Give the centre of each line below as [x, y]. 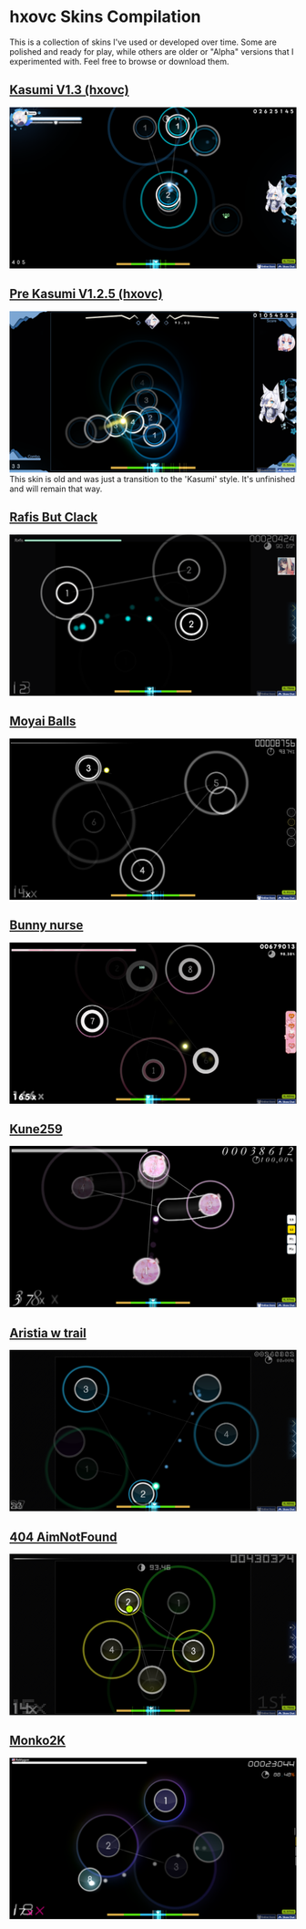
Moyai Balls [43, 722]
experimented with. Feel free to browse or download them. [119, 61]
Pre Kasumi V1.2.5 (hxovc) [86, 294]
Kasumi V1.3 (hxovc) [69, 90]
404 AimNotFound [63, 1537]
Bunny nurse [46, 926]
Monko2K [38, 1741]
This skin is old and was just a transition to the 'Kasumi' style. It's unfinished [153, 480]
